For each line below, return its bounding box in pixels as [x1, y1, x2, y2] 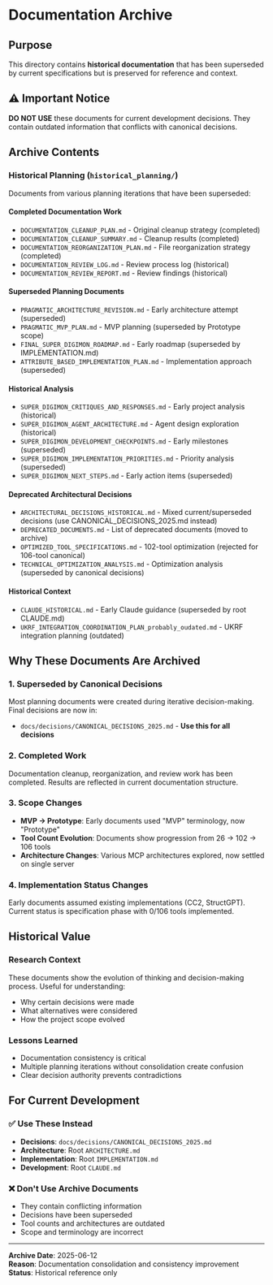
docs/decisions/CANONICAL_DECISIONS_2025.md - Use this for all [19, 721, 230, 731]
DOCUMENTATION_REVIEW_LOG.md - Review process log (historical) [19, 259, 230, 269]
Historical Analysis [8, 383, 74, 393]
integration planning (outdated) [19, 630, 124, 640]
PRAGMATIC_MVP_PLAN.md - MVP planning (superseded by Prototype [19, 322, 241, 331]
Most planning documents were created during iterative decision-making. [8, 697, 254, 707]
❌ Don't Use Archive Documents [8, 1183, 139, 1194]
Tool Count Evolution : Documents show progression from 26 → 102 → [19, 833, 257, 842]
